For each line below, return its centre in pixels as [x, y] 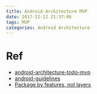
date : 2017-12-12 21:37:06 [39, 17]
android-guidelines [37, 78]
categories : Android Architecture [48, 28]
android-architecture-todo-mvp [52, 73]
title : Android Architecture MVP [47, 11]
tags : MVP [18, 22]
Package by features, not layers [53, 85]
